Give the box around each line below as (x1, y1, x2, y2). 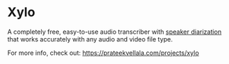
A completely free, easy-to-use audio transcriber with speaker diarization (7, 27, 222, 36)
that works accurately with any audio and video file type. (7, 34, 173, 43)
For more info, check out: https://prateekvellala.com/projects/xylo (7, 49, 200, 57)
